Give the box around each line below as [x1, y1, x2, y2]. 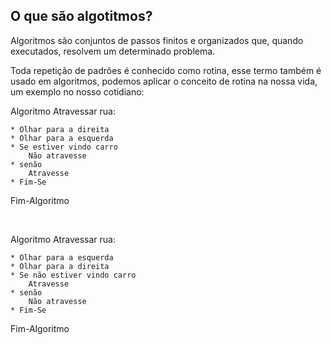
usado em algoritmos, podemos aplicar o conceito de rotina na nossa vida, [10, 75, 318, 87]
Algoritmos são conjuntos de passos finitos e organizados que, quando [10, 34, 304, 46]
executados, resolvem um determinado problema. [10, 45, 216, 57]
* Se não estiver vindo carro [10, 270, 137, 280]
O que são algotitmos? [10, 8, 153, 25]
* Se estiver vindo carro [10, 142, 118, 152]
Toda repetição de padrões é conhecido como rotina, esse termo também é [10, 64, 322, 76]
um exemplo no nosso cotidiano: [10, 85, 145, 98]
